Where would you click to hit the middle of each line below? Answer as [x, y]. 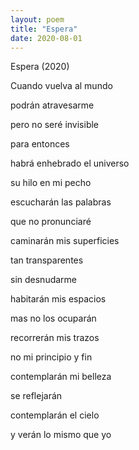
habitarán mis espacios [58, 299]
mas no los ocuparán [53, 318]
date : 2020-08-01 [46, 38]
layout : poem [37, 19]
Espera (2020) [40, 67]
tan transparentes [47, 260]
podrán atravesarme [52, 105]
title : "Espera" [44, 29]
